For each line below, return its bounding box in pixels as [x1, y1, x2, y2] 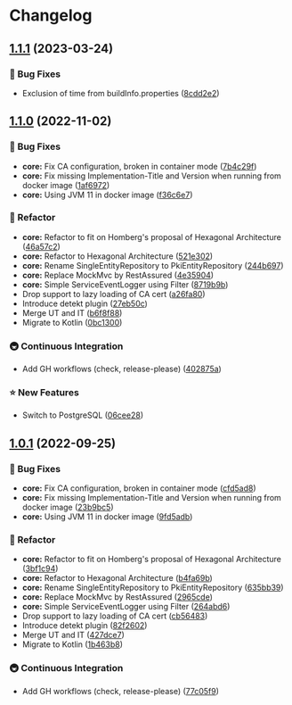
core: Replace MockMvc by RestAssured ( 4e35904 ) [21, 270, 215, 280]
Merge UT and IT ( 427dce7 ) [21, 630, 125, 641]
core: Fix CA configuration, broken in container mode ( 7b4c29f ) [21, 161, 257, 171]
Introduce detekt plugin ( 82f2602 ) [21, 620, 148, 631]
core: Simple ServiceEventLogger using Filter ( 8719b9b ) [21, 278, 229, 290]
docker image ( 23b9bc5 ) [21, 502, 114, 513]
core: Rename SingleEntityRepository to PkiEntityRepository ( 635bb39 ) [21, 582, 284, 593]
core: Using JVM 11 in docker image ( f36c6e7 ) [21, 189, 193, 200]
